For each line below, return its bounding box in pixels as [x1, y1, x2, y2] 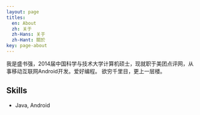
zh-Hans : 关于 [12, 31, 45, 38]
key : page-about [6, 43, 47, 49]
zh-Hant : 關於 [12, 37, 45, 43]
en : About [12, 20, 36, 26]
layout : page [6, 8, 39, 15]
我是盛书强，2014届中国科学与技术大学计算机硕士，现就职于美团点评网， [6, 60, 189, 67]
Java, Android [15, 101, 50, 109]
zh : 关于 [12, 25, 32, 32]
